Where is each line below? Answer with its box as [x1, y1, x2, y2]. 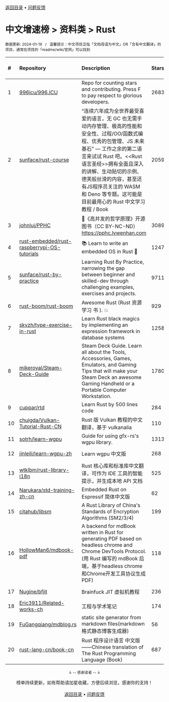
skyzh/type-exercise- [19, 321, 72, 328]
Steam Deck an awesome [81, 374, 142, 381]
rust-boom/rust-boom [19, 302, 73, 309]
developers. [81, 98, 110, 105]
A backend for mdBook [81, 522, 136, 530]
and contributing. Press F [81, 85, 141, 92]
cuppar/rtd [19, 404, 45, 411]
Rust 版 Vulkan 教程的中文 [81, 416, 143, 423]
